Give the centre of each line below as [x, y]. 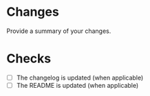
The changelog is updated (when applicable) [80, 77]
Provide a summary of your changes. [59, 31]
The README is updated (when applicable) [77, 85]
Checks [29, 59]
